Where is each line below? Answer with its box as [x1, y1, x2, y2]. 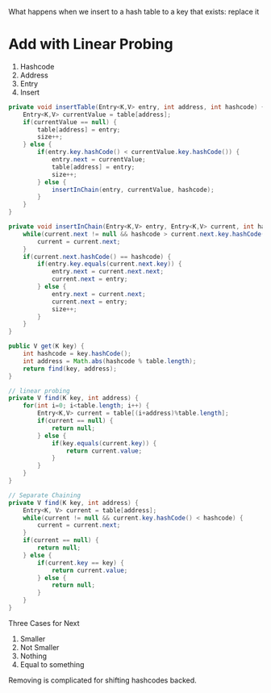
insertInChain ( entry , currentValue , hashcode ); [51, 186, 215, 194]
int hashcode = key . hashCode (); [23, 350, 131, 358]
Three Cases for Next [8, 618, 80, 628]
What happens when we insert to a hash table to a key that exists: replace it [8, 7, 260, 16]
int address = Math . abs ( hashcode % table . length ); [23, 357, 197, 365]
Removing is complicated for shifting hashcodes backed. [8, 675, 198, 685]
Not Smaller [19, 642, 60, 652]
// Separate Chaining [8, 491, 81, 499]
